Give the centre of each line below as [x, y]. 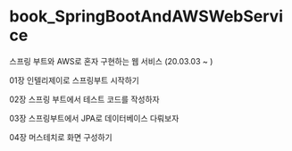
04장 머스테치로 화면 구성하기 [61, 137]
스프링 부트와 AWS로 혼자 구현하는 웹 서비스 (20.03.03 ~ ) [111, 61]
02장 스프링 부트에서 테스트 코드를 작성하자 [84, 99]
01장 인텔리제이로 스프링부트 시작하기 [75, 80]
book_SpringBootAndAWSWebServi [146, 17]
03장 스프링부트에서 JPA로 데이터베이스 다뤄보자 [94, 118]
